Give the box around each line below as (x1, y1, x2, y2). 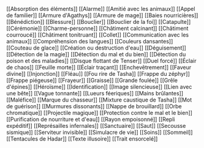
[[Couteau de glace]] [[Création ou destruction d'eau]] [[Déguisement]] (6, 44, 187, 51)
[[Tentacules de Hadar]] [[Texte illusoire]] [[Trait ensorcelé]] (6, 135, 158, 142)
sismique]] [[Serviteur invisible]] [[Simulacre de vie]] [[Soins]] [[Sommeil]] (6, 128, 193, 136)
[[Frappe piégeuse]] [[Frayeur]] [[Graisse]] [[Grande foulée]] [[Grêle (6, 76, 178, 84)
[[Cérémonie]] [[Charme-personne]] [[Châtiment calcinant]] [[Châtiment (6, 24, 189, 32)
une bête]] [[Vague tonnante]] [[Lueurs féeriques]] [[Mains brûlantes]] (6, 90, 184, 97)
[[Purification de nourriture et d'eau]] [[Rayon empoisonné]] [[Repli (6, 116, 175, 123)
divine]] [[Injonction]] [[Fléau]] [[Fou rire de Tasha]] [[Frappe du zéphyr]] (6, 70, 190, 77)
